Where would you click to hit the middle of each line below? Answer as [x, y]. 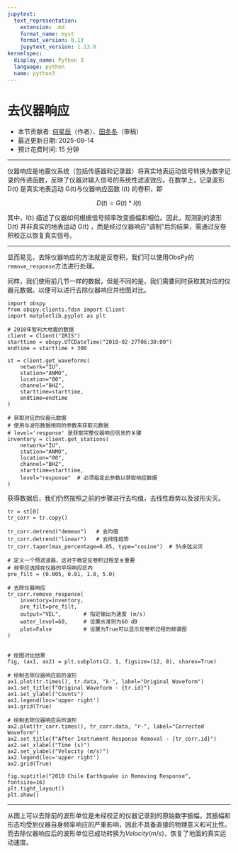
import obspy [27, 304]
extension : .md [42, 27]
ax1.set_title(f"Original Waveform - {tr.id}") [79, 688]
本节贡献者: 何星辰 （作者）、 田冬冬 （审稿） [80, 131]
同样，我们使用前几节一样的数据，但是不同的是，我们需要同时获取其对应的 [116, 281]
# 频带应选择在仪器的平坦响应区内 [50, 568]
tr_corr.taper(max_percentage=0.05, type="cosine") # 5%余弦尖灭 [105, 547]
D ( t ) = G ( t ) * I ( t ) [119, 203]
